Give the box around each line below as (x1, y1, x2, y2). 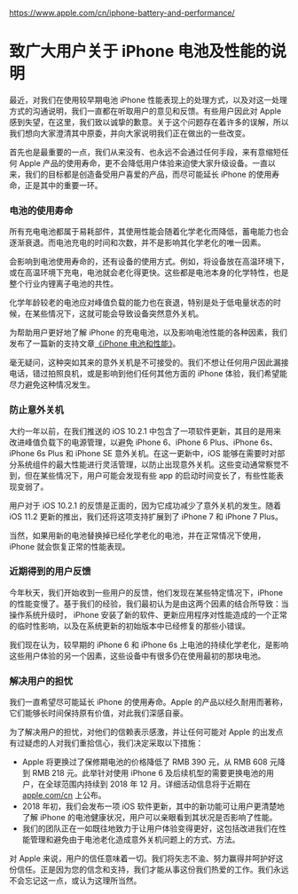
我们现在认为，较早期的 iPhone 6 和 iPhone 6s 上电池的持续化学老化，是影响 (9, 639, 289, 650)
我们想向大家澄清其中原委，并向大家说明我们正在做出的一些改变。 (9, 128, 250, 138)
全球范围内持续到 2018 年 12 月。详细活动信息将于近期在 (45, 779, 251, 789)
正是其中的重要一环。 (24, 179, 103, 190)
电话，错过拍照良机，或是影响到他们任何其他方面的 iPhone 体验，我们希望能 (9, 368, 288, 379)
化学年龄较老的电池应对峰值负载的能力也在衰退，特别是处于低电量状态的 (9, 297, 273, 308)
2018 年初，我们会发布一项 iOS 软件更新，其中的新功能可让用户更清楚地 (21, 801, 286, 811)
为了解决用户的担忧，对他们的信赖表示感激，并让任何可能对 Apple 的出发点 (9, 727, 284, 738)
